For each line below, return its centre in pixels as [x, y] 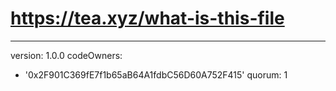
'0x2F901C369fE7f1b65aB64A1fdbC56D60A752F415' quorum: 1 [156, 74]
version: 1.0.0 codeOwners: [66, 55]
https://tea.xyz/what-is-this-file [147, 18]
